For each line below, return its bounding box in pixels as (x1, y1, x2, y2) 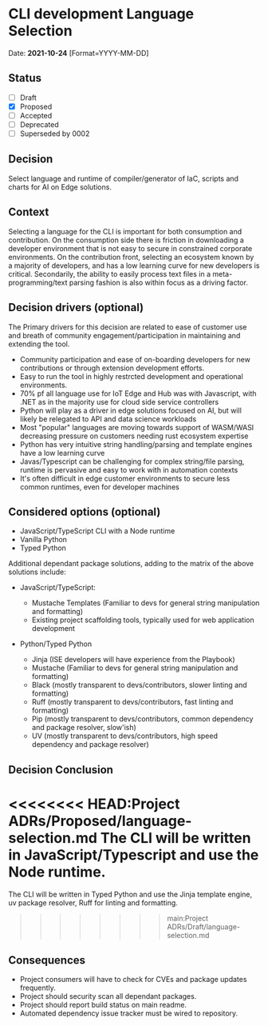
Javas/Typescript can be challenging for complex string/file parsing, (19, 457, 245, 466)
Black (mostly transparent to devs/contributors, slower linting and (31, 681, 247, 690)
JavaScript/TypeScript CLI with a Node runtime (19, 526, 175, 536)
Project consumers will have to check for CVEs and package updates (19, 975, 247, 984)
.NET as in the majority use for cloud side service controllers (19, 397, 219, 406)
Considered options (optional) (8, 505, 161, 518)
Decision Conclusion (8, 763, 114, 776)
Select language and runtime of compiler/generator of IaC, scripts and (8, 174, 239, 183)
